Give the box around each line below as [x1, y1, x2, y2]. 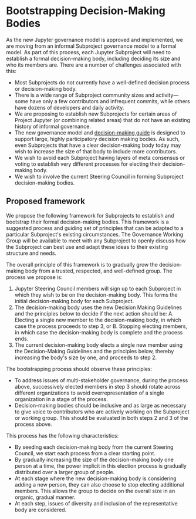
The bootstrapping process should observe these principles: [6, 365, 153, 372]
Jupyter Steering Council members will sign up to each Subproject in [14, 285, 181, 292]
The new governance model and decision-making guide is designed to [14, 129, 186, 136]
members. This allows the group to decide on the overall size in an [14, 487, 175, 494]
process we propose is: [6, 273, 63, 281]
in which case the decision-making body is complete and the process [14, 329, 183, 336]
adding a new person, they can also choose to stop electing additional [14, 481, 184, 488]
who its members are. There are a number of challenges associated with [6, 61, 181, 68]
